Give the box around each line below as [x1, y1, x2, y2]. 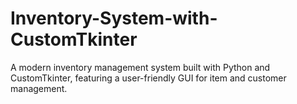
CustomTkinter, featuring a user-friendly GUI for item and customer [10, 72, 287, 84]
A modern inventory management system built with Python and [10, 61, 271, 73]
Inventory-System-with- [10, 7, 218, 30]
